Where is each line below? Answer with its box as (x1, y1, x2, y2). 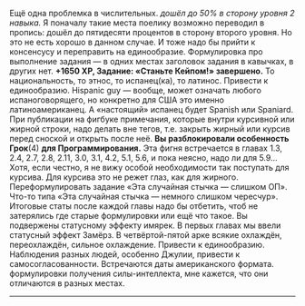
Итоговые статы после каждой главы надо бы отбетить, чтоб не (9, 201, 259, 212)
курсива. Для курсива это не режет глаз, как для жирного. (9, 172, 239, 183)
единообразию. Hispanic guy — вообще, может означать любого (9, 85, 261, 95)
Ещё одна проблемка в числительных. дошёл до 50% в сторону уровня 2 (9, 8, 295, 18)
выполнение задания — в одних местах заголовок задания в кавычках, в (9, 56, 294, 66)
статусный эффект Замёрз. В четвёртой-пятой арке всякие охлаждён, (9, 230, 283, 240)
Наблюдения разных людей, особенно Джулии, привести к (9, 249, 241, 260)
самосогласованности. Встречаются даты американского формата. (9, 259, 274, 269)
